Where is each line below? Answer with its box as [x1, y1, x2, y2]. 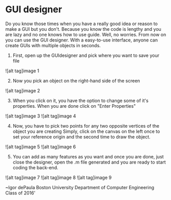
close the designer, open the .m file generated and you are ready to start [12, 159, 166, 165]
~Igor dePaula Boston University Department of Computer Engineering [5, 184, 155, 190]
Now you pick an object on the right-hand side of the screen [12, 77, 140, 84]
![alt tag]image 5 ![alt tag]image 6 [5, 144, 76, 150]
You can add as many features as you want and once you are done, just [12, 153, 164, 159]
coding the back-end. [12, 164, 58, 170]
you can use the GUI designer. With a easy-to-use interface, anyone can [5, 37, 158, 43]
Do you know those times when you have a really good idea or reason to [5, 21, 158, 27]
